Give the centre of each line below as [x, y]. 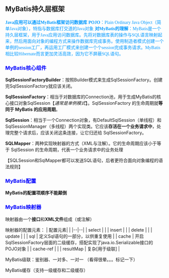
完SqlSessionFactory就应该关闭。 [40, 86]
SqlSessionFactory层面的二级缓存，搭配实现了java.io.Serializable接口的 [79, 242]
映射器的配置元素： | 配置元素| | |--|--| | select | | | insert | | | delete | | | [79, 230]
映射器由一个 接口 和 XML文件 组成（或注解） [50, 219]
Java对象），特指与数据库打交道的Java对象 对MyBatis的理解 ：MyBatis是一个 [85, 28]
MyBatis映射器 [23, 207]
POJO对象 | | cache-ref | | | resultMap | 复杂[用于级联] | [62, 249]
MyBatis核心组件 [26, 68]
